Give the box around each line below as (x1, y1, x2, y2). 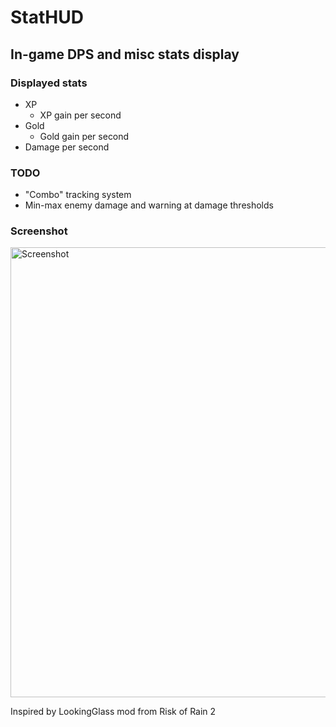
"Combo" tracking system (24, 189, 132, 201)
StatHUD (10, 6, 84, 29)
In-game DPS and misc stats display (10, 46, 240, 63)
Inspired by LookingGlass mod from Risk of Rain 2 (10, 706, 217, 718)
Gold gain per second (39, 130, 130, 142)
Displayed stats (10, 76, 88, 90)
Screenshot (10, 224, 68, 238)
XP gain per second (39, 109, 122, 121)
